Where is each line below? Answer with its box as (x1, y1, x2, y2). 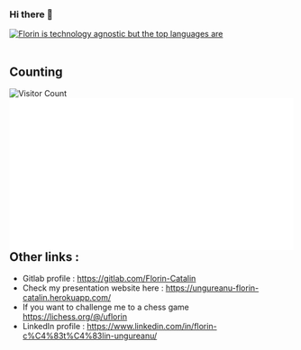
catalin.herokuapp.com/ (22, 292, 111, 303)
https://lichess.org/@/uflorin (22, 311, 128, 322)
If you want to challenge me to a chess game (22, 301, 189, 313)
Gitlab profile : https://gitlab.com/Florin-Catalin (22, 274, 196, 284)
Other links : (9, 249, 79, 265)
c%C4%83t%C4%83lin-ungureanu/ (22, 330, 158, 341)
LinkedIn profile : (22, 321, 86, 332)
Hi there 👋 (9, 8, 54, 21)
